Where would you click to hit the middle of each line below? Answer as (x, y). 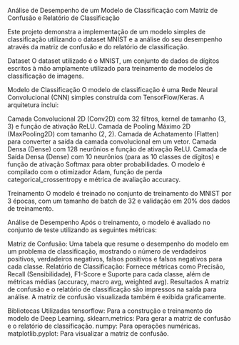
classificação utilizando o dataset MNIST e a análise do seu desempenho (115, 39)
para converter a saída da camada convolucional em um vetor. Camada (112, 141)
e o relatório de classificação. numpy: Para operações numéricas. (104, 326)
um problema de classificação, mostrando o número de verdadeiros (107, 251)
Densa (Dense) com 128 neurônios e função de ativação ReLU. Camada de (117, 149)
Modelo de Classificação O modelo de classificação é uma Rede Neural (113, 90)
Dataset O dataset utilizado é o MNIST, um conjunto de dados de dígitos (113, 61)
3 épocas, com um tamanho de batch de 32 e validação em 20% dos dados (119, 201)
